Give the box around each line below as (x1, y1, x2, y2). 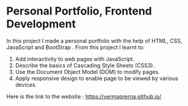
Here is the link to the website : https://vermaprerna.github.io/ (6, 93, 162, 100)
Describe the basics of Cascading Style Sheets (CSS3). (15, 62, 155, 69)
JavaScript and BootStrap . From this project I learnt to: (6, 44, 145, 51)
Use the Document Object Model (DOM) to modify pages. (15, 68, 160, 75)
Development (6, 17, 76, 31)
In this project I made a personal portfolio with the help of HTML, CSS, (6, 37, 183, 44)
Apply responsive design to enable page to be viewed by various (15, 75, 178, 82)
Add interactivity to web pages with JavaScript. (15, 55, 135, 62)
